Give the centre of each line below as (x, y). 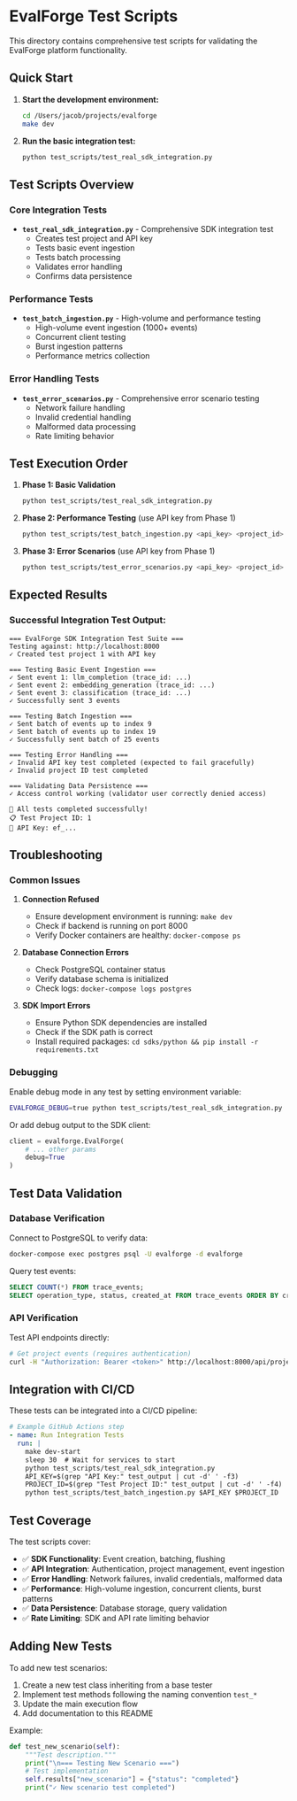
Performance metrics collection (92, 356)
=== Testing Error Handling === (69, 754)
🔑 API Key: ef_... (43, 828)
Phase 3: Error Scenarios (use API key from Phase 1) (118, 552)
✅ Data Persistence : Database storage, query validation (124, 1608)
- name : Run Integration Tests (67, 1435)
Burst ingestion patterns (79, 346)
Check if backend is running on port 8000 (111, 926)
